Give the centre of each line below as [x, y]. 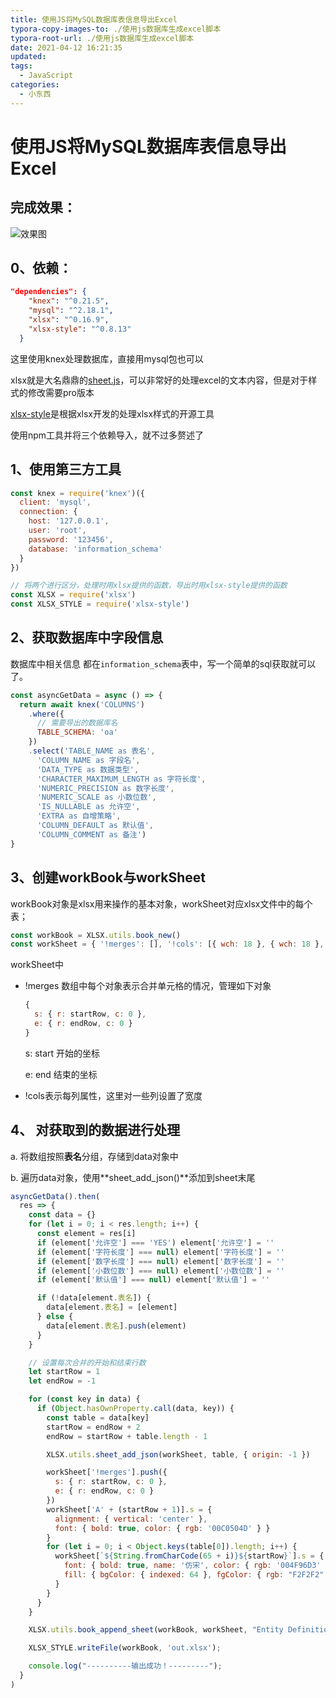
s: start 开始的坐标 [62, 1053]
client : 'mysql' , [55, 502]
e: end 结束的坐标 [61, 1074]
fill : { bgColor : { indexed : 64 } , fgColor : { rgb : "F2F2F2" [194, 1575]
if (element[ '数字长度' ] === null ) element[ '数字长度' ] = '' [160, 1261]
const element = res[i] [86, 1234]
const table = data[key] [98, 1417]
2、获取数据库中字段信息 [87, 637]
